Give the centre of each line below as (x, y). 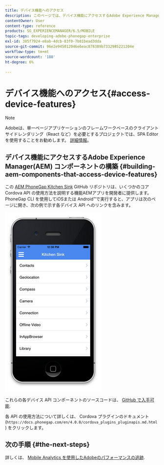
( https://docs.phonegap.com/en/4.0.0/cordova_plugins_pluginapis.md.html (81, 422)
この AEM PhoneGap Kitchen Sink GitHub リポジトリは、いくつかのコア (77, 187)
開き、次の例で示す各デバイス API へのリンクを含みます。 (75, 205)
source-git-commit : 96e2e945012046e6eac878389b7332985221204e (70, 47)
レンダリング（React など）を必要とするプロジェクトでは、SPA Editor (88, 134)
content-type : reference (30, 26)
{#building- (137, 166)
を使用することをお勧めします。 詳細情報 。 (48, 140)
